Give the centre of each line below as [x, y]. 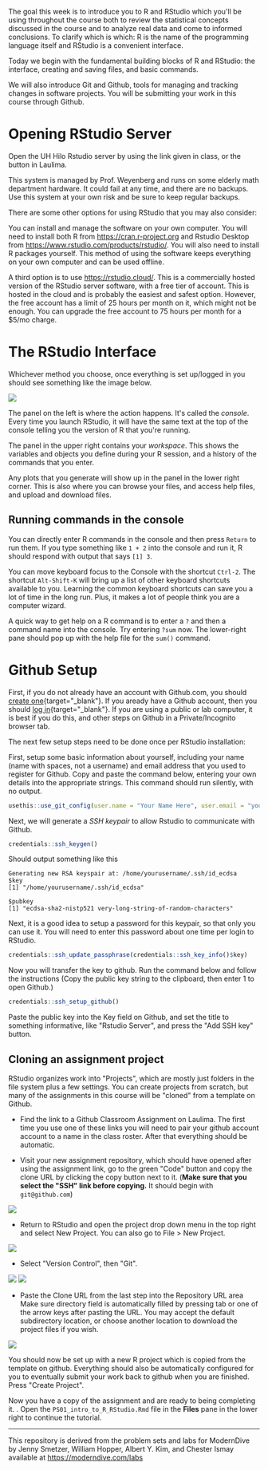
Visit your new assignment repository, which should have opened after [136, 1160]
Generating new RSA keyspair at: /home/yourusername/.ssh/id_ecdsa [123, 874]
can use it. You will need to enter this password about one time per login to [131, 932]
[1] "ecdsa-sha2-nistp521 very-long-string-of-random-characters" [121, 909]
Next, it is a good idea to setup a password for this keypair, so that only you [132, 923]
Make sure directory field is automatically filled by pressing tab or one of [139, 1303]
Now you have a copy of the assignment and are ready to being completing [132, 1401]
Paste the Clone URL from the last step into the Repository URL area [132, 1295]
